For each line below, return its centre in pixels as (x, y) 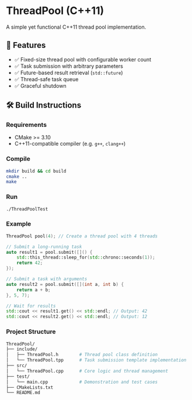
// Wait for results (31, 306)
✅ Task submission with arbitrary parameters (69, 66)
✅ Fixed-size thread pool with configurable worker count (83, 59)
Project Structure (31, 332)
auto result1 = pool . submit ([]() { (49, 252)
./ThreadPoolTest (27, 209)
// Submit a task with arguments (47, 279)
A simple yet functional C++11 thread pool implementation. (76, 27)
